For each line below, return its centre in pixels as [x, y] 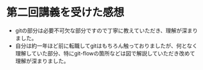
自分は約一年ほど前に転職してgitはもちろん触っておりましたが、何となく [106, 46]
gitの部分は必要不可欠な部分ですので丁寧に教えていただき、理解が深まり [106, 30]
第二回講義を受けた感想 [65, 12]
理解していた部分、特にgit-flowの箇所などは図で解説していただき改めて [105, 53]
